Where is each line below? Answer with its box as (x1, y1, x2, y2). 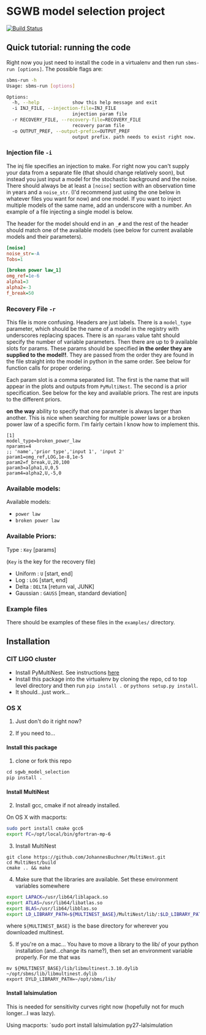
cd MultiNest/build (6, 859, 56, 866)
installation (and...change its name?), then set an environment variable (15, 947, 193, 955)
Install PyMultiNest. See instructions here (15, 669, 120, 676)
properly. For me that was (15, 953, 81, 961)
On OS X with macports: (6, 813, 67, 821)
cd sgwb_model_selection (6, 769, 70, 775)
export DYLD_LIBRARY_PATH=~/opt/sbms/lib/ (6, 976, 116, 983)
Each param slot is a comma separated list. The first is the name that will (6, 376, 189, 384)
